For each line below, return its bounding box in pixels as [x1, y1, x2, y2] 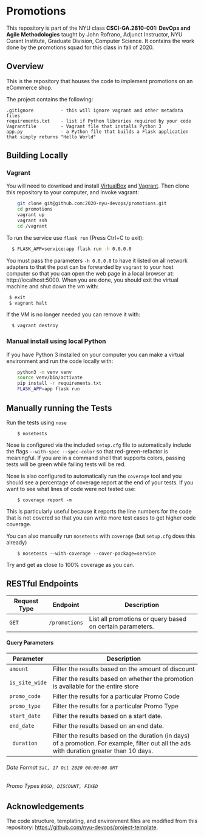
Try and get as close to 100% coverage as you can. [6, 561, 135, 568]
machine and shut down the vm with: [6, 282, 99, 290]
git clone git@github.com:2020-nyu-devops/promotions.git [17, 200, 167, 207]
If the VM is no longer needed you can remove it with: [6, 311, 141, 318]
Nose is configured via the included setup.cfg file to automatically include [6, 441, 191, 449]
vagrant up [17, 212, 45, 218]
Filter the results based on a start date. [52, 711, 163, 720]
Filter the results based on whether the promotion [52, 674, 194, 683]
